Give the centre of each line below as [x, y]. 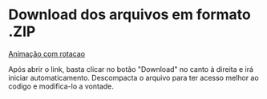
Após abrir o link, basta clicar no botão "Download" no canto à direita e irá [131, 69]
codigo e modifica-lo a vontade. [61, 86]
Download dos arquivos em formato [129, 15]
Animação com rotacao [47, 53]
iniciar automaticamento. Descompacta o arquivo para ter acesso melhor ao [133, 77]
